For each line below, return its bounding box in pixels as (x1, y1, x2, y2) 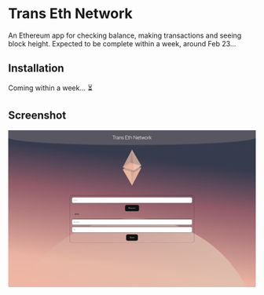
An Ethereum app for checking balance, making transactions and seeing (8, 31, 242, 40)
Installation (8, 62, 64, 75)
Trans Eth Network (8, 5, 134, 23)
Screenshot (8, 109, 67, 122)
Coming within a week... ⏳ (8, 83, 93, 93)
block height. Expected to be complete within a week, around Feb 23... (8, 38, 236, 48)
